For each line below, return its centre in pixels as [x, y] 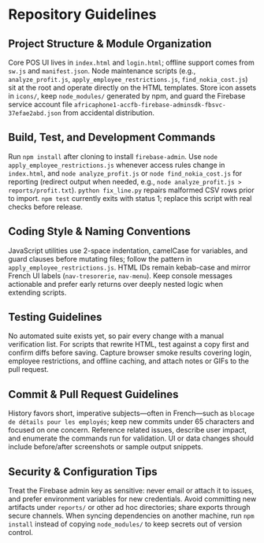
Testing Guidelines [55, 317]
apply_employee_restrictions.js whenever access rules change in [117, 165]
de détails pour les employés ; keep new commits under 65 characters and [131, 422]
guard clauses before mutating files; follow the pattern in [100, 258]
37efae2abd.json [35, 113]
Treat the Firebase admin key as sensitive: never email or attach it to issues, [131, 491]
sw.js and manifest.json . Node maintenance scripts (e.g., [102, 71]
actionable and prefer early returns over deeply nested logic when [115, 284]
